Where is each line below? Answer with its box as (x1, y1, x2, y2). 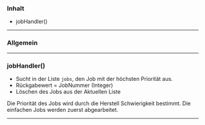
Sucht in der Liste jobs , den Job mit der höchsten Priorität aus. (15, 75, 173, 82)
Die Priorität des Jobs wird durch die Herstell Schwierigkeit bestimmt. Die (7, 100, 191, 107)
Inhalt (7, 4, 25, 13)
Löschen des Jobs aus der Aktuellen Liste (15, 88, 121, 95)
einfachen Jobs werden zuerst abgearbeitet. (7, 106, 119, 113)
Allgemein (7, 39, 38, 47)
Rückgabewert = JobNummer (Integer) (15, 82, 113, 89)
